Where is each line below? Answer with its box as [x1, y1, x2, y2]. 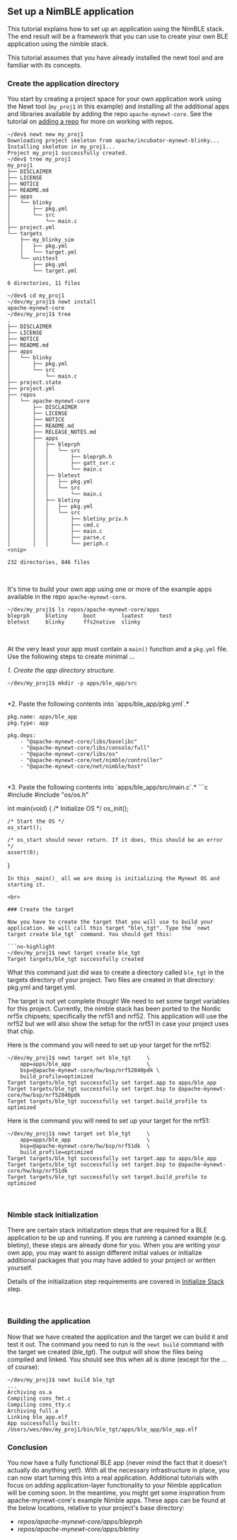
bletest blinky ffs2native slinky [7, 619, 141, 626]
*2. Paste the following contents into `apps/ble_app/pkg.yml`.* [7, 699, 190, 708]
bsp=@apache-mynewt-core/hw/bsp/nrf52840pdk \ [20, 1067, 160, 1074]
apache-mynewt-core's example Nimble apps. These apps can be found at [7, 1496, 226, 1505]
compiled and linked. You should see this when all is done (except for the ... [7, 1355, 228, 1364]
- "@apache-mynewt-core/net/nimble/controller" [20, 757, 163, 764]
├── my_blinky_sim [20, 237, 74, 244]
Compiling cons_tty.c [7, 1401, 71, 1408]
